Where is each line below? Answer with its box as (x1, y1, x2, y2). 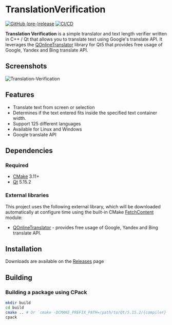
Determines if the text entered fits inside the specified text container (12, 110, 158, 116)
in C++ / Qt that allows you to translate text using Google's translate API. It (5, 36, 163, 42)
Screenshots (5, 62, 47, 70)
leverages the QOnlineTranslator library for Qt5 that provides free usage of (5, 41, 163, 47)
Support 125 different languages (12, 120, 81, 127)
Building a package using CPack (5, 288, 87, 296)
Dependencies (5, 146, 53, 155)
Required (5, 161, 29, 169)
